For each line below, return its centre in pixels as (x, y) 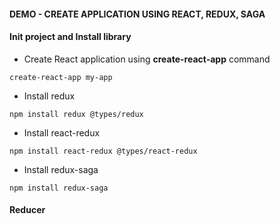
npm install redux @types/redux (76, 114)
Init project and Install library (70, 37)
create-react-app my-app (61, 77)
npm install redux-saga (59, 188)
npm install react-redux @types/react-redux (103, 151)
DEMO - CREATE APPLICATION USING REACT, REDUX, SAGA (137, 14)
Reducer (27, 210)
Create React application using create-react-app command (147, 59)
